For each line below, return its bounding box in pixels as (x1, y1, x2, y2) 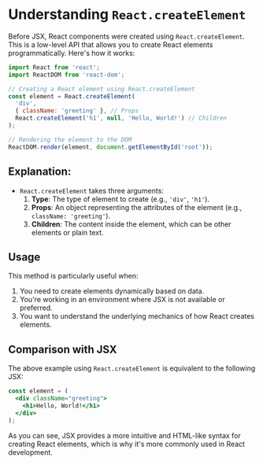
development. (8, 447, 53, 457)
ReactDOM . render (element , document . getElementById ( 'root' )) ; (8, 143, 213, 151)
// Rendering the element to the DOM (8, 135, 132, 143)
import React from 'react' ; (8, 63, 101, 72)
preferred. (19, 303, 53, 312)
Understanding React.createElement (8, 6, 246, 24)
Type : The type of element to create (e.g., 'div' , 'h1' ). (31, 194, 210, 204)
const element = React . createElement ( (8, 92, 135, 100)
